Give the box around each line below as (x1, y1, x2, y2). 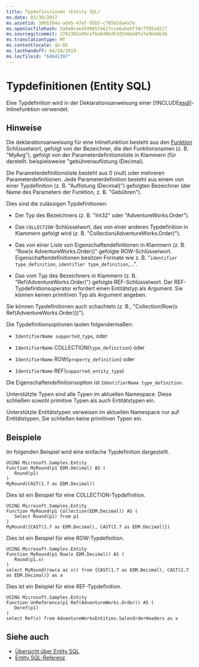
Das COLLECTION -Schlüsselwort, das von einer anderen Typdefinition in (14, 223, 189, 231)
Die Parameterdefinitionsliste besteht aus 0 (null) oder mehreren (6, 169, 165, 177)
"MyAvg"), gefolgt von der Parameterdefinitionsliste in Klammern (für (6, 151, 177, 159)
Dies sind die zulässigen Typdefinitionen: (6, 200, 108, 208)
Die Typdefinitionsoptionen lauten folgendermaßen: (6, 321, 134, 328)
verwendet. (41, 106, 70, 113)
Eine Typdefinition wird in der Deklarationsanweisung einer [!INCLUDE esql (6, 99, 190, 106)
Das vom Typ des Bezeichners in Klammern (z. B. (14, 272, 137, 280)
